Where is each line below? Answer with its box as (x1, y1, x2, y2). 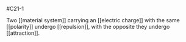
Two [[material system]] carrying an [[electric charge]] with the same (6, 17, 180, 23)
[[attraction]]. (6, 29, 40, 37)
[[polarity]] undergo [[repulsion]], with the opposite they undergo (6, 23, 170, 30)
